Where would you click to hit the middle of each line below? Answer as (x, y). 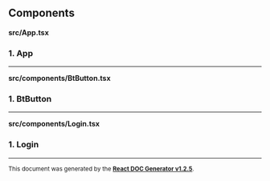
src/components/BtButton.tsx (59, 78)
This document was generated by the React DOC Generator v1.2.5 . (101, 169)
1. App (21, 53)
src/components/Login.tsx (54, 124)
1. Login (24, 145)
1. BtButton (30, 99)
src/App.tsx (29, 32)
